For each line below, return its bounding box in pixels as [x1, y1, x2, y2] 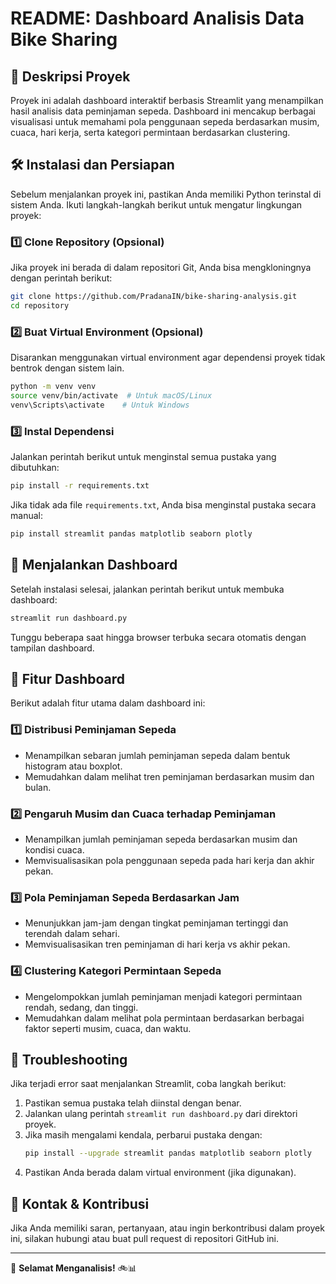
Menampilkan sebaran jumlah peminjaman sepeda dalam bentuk [24, 749, 291, 761]
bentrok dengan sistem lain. [10, 362, 125, 374]
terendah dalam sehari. [24, 928, 120, 940]
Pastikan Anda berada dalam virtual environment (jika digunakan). [24, 1167, 297, 1179]
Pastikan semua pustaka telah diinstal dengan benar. [24, 1097, 242, 1109]
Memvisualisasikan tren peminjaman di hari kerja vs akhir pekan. [24, 938, 291, 951]
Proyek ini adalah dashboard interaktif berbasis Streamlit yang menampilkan [10, 95, 324, 106]
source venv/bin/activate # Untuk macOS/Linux [10, 391, 213, 401]
